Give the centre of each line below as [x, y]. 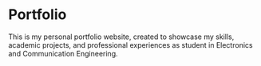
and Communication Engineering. [63, 53]
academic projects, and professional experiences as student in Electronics [130, 45]
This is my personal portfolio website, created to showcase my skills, [121, 37]
